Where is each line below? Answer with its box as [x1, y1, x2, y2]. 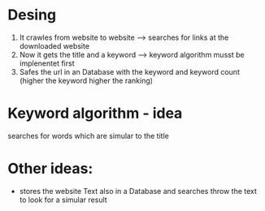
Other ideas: [7, 160, 93, 178]
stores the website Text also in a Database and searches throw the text [19, 186, 258, 196]
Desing [7, 6, 57, 24]
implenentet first [19, 58, 75, 68]
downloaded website [19, 41, 90, 50]
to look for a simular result [19, 195, 107, 205]
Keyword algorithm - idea [7, 104, 183, 123]
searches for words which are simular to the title [7, 131, 170, 140]
